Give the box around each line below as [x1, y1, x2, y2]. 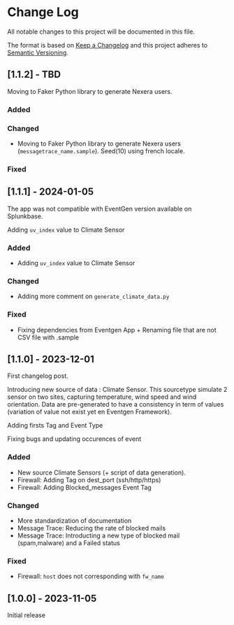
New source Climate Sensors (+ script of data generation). [17, 468, 187, 477]
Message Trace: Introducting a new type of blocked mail [17, 531, 180, 540]
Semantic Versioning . [7, 48, 68, 57]
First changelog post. [7, 372, 68, 380]
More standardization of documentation [17, 517, 132, 525]
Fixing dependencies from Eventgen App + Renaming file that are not [17, 325, 217, 334]
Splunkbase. [7, 211, 43, 220]
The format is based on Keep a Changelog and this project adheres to [7, 41, 208, 49]
